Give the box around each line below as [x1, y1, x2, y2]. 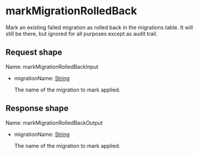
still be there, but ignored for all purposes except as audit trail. [5, 30, 158, 37]
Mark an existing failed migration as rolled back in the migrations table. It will [5, 24, 193, 31]
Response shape [5, 103, 69, 113]
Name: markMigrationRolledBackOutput [5, 119, 103, 126]
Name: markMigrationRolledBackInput [5, 63, 99, 70]
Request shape [5, 48, 63, 58]
